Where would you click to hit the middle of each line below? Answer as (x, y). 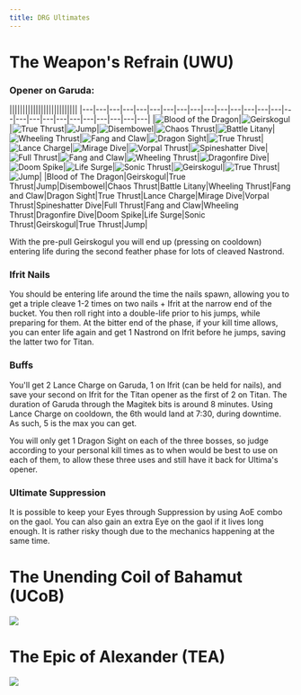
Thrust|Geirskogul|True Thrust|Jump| (79, 225)
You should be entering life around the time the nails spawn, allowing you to (150, 294)
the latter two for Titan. (52, 342)
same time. (30, 541)
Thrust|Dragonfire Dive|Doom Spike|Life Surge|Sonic (107, 215)
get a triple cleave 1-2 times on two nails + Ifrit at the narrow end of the (141, 304)
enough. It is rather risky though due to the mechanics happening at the (142, 531)
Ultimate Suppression (58, 493)
